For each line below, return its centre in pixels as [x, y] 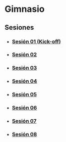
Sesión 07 [24, 121]
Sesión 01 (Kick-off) [36, 42]
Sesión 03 [24, 68]
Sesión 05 [24, 95]
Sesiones [19, 27]
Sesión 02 [24, 54]
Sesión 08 [24, 134]
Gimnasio [25, 9]
